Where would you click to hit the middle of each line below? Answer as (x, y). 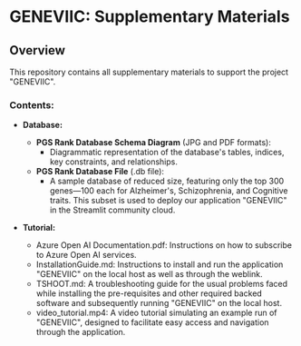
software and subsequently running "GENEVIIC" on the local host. (159, 303)
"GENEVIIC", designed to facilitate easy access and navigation (152, 322)
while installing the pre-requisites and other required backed (149, 293)
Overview (38, 50)
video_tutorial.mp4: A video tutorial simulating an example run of (157, 313)
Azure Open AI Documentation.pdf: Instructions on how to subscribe (164, 245)
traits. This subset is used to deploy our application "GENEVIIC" (168, 201)
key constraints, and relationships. (114, 162)
